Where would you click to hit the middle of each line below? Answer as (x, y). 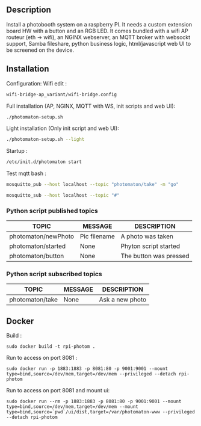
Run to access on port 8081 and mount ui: (58, 390)
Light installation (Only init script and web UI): (63, 128)
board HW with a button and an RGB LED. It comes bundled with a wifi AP (97, 31)
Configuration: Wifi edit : (37, 83)
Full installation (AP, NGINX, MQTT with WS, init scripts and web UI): (91, 106)
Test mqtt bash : (26, 173)
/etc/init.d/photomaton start (44, 162)
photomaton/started (38, 246)
